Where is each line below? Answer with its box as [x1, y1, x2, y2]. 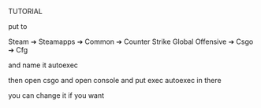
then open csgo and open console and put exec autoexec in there [8, 76, 222, 85]
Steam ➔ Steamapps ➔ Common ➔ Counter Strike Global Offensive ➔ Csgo [8, 37, 254, 46]
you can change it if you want [8, 91, 105, 100]
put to [8, 22, 28, 31]
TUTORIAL [8, 7, 43, 16]
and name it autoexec [8, 60, 79, 70]
